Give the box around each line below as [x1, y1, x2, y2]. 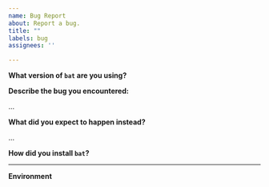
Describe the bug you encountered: [8, 86, 130, 96]
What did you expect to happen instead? [8, 117, 146, 127]
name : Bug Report [8, 11, 66, 20]
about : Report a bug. [8, 19, 81, 27]
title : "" [8, 26, 42, 35]
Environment [8, 172, 52, 181]
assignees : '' [8, 42, 56, 50]
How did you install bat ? [8, 148, 90, 158]
